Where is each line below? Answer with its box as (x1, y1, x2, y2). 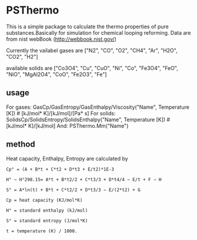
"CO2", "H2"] (6, 53, 38, 60)
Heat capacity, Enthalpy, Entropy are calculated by (6, 155, 128, 162)
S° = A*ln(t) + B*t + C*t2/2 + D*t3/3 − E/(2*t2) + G (6, 186, 141, 193)
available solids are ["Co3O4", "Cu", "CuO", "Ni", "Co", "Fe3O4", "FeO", (6, 64, 178, 71)
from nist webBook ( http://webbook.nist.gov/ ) (6, 35, 116, 42)
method (6, 139, 35, 149)
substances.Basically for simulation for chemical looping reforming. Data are (6, 29, 191, 36)
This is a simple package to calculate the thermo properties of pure (6, 23, 169, 30)
